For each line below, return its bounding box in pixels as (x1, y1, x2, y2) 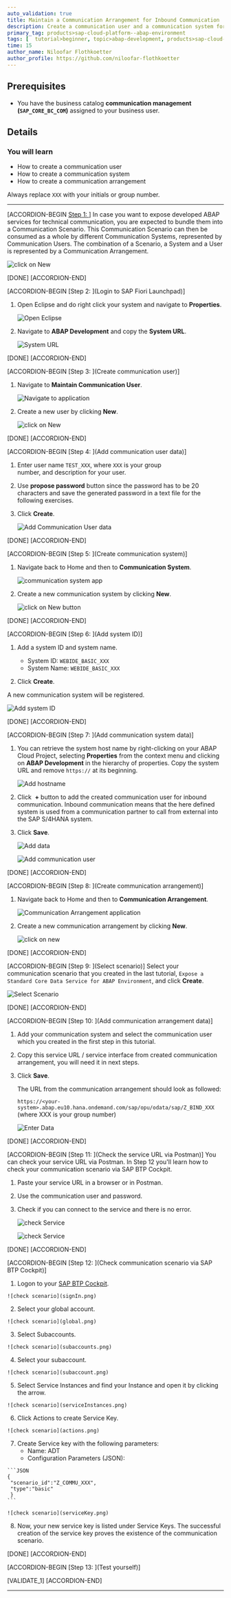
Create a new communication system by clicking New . (16, 590, 172, 598)
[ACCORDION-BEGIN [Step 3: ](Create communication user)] (7, 367, 180, 376)
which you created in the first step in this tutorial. (16, 1038, 156, 1046)
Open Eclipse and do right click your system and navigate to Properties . (16, 301, 222, 309)
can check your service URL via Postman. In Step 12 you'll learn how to (7, 1158, 208, 1166)
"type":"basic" (10, 1486, 54, 1492)
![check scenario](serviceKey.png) (7, 1510, 109, 1517)
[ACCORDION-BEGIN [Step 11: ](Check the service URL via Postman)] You (7, 1150, 217, 1159)
